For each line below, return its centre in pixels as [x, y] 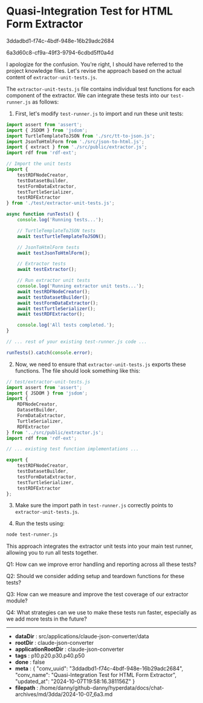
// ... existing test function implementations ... [72, 449]
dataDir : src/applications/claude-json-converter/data [82, 636]
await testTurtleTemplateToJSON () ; [62, 236]
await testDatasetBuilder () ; [54, 297]
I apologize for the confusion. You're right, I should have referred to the [95, 64]
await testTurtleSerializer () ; [56, 308]
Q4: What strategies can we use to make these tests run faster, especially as [101, 613]
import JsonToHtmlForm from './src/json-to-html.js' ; [76, 142]
